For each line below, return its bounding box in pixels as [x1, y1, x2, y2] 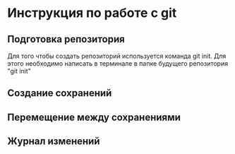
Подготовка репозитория [7, 33, 125, 45]
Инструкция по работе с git [7, 5, 177, 21]
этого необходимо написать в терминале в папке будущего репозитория [7, 59, 228, 68]
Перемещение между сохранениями [7, 111, 181, 123]
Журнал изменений [7, 136, 100, 148]
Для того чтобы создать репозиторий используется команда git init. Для [7, 52, 227, 60]
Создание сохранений [7, 87, 112, 100]
